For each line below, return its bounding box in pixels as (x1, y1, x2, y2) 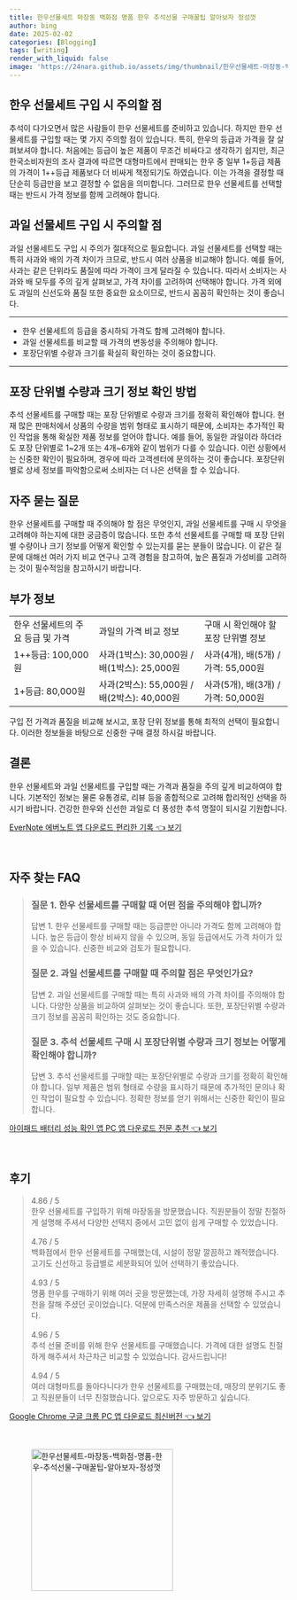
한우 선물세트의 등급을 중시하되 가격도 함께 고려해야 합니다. (21, 325, 225, 336)
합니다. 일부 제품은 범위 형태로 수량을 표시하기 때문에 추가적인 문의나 (40, 1082, 277, 1093)
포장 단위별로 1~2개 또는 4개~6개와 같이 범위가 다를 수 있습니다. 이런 (18, 442, 256, 453)
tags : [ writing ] (9, 46, 69, 55)
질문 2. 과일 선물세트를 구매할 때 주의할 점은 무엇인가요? (30, 967, 254, 980)
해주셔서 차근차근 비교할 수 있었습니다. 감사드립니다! (47, 1351, 227, 1362)
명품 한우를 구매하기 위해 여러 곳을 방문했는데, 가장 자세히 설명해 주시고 (30, 1287, 277, 1299)
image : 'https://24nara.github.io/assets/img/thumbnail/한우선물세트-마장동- (9, 63, 286, 72)
